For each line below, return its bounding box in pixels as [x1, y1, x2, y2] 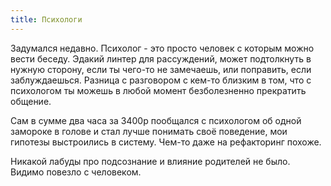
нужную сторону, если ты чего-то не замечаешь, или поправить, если [10, 63, 312, 75]
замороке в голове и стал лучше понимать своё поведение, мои [10, 125, 288, 137]
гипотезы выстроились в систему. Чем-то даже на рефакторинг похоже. [10, 136, 322, 148]
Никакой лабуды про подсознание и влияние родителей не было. [10, 155, 291, 167]
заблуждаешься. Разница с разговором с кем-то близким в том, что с [10, 74, 312, 86]
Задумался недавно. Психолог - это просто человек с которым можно [10, 42, 315, 54]
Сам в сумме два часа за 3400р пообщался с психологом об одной [10, 114, 302, 126]
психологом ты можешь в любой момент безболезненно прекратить [10, 84, 307, 96]
